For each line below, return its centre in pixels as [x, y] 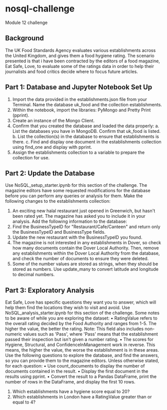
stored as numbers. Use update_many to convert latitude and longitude [85, 269]
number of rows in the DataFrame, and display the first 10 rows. [70, 382]
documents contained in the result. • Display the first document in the [77, 371]
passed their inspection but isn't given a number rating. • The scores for [79, 340]
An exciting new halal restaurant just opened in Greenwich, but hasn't [84, 211]
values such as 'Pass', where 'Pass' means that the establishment [90, 334]
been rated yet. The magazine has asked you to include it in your [79, 216]
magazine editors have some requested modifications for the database [78, 191]
